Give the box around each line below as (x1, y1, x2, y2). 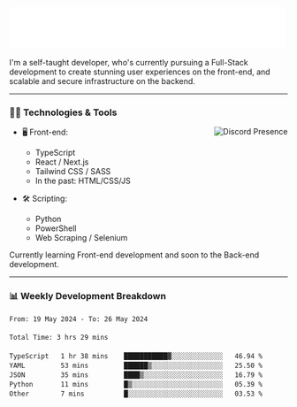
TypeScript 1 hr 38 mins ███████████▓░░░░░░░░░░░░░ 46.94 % (9, 352, 263, 361)
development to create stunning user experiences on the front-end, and (9, 66, 271, 77)
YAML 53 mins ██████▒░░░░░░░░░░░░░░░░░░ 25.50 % (9, 361, 263, 370)
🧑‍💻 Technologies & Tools (9, 106, 118, 119)
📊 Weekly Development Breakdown (9, 290, 166, 303)
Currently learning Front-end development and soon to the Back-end (9, 250, 260, 260)
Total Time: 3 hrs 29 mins (9, 334, 109, 342)
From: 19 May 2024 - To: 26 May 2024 (9, 314, 148, 324)
